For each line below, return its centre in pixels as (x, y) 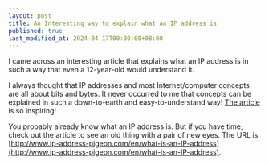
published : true (35, 31)
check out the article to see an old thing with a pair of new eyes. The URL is (133, 135)
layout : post (30, 16)
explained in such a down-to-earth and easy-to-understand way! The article (134, 102)
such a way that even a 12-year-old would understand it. (102, 70)
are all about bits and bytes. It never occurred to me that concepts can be (130, 94)
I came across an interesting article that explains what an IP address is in (128, 61)
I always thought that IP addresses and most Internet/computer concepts (129, 85)
